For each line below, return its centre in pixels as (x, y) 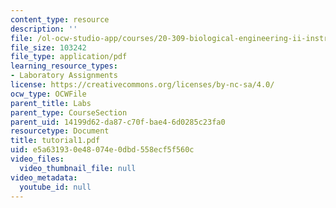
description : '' (44, 29)
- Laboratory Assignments (64, 76)
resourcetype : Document (60, 131)
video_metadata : (44, 177)
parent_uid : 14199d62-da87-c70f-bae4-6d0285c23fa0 (118, 122)
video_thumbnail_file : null (78, 168)
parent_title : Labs (51, 103)
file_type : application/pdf (69, 57)
